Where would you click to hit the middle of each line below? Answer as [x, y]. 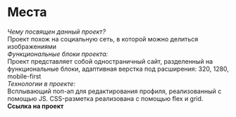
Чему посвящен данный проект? [57, 32]
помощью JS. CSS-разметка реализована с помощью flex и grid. [105, 98]
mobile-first [24, 76]
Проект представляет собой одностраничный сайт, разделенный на [110, 61]
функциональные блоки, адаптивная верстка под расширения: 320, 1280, [118, 69]
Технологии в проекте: [42, 83]
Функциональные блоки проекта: [58, 54]
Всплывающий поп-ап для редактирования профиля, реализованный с [114, 91]
